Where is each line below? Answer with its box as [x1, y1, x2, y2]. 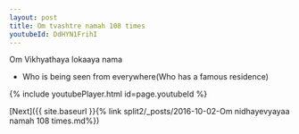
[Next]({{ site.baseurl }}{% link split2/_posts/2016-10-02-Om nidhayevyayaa [9, 106, 290, 117]
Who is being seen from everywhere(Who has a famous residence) [21, 71, 270, 82]
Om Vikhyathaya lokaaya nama [9, 54, 123, 65]
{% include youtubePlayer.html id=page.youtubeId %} [9, 88, 208, 99]
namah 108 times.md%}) [9, 115, 100, 126]
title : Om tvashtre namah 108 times [9, 21, 145, 30]
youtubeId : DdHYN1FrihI [9, 29, 98, 38]
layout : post [9, 13, 58, 22]
